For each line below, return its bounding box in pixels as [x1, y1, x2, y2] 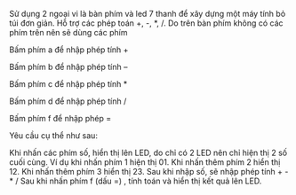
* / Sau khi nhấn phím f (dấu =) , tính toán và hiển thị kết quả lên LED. [9, 175, 262, 186]
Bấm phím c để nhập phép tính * [9, 79, 128, 89]
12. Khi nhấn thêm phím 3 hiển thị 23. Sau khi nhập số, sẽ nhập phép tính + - [9, 167, 289, 176]
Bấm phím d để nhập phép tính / [9, 96, 127, 106]
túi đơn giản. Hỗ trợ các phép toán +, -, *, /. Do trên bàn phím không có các [9, 18, 284, 28]
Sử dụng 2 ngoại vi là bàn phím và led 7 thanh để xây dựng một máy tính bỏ [9, 9, 286, 19]
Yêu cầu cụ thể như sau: [9, 130, 98, 141]
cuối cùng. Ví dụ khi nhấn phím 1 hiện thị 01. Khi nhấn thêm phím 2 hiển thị [9, 157, 281, 168]
